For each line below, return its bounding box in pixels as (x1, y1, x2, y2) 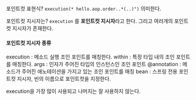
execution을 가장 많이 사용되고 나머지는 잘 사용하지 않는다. (6, 88, 141, 95)
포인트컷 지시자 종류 (6, 39, 52, 46)
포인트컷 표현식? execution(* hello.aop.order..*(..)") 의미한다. (6, 5, 161, 12)
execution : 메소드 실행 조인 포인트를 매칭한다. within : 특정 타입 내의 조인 (6, 53, 175, 60)
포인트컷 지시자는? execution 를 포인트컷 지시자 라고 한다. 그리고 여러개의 (6, 18, 173, 25)
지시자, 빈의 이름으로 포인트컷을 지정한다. (16, 75, 111, 82)
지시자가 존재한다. (12, 25, 53, 32)
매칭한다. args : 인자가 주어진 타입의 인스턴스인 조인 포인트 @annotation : (12, 61, 181, 68)
